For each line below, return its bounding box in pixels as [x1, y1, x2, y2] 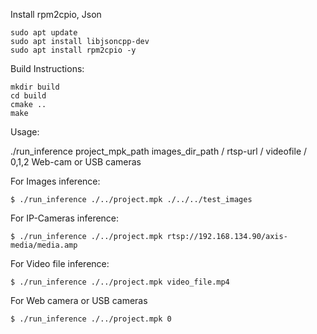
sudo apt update [10, 28, 78, 38]
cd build [10, 91, 47, 101]
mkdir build [10, 82, 60, 92]
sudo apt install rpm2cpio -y [10, 45, 137, 55]
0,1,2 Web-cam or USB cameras [10, 156, 142, 168]
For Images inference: [10, 175, 101, 187]
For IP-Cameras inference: [10, 212, 120, 224]
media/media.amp [10, 240, 78, 250]
